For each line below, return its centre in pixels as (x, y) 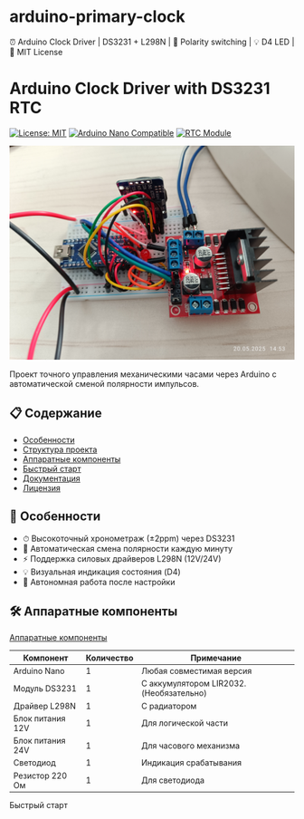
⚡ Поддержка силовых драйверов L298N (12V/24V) (122, 558)
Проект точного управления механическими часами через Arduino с (143, 374)
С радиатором (169, 706)
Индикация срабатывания (192, 763)
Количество (109, 658)
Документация (52, 478)
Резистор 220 (40, 776)
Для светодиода (173, 780)
